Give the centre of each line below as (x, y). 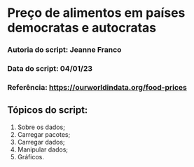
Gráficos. (30, 156)
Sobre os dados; (41, 127)
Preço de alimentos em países (96, 13)
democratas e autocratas (82, 28)
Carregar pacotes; (44, 134)
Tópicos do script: (48, 110)
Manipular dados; (43, 149)
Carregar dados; (41, 142)
